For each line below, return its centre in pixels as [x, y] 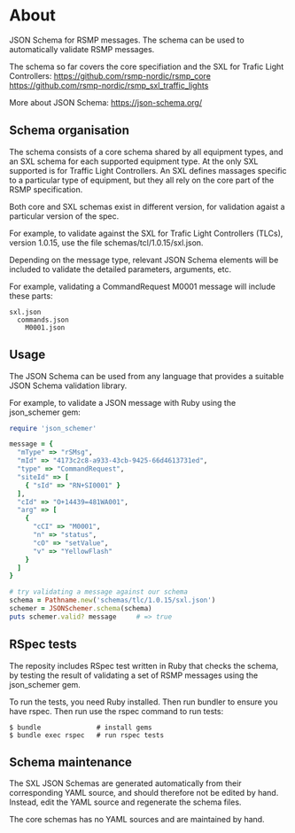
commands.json [43, 320]
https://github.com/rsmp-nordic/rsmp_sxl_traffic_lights [109, 85]
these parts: [31, 296]
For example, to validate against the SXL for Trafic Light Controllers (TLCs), [146, 233]
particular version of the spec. [64, 216]
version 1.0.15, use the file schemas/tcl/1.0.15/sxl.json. [106, 242]
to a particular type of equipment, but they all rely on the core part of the [142, 180]
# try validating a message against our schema [99, 592]
